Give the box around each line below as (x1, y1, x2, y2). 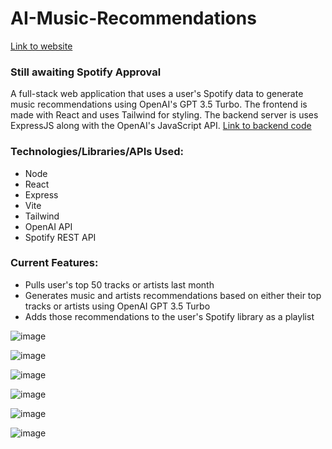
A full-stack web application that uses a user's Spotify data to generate (10, 88, 304, 100)
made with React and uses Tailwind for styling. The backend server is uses (10, 109, 319, 121)
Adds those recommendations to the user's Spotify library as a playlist (24, 310, 315, 322)
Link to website (10, 40, 73, 52)
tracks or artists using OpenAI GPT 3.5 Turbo (24, 300, 211, 312)
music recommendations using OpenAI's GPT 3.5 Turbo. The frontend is (10, 98, 308, 111)
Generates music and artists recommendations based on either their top (24, 289, 322, 301)
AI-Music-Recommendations (10, 7, 257, 30)
